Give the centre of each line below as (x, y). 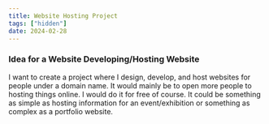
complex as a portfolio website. (61, 111)
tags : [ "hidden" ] (38, 24)
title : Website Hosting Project (63, 16)
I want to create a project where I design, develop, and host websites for (130, 77)
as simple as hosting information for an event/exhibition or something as (129, 103)
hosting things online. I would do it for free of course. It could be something (135, 94)
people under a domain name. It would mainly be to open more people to (130, 85)
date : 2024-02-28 (38, 31)
